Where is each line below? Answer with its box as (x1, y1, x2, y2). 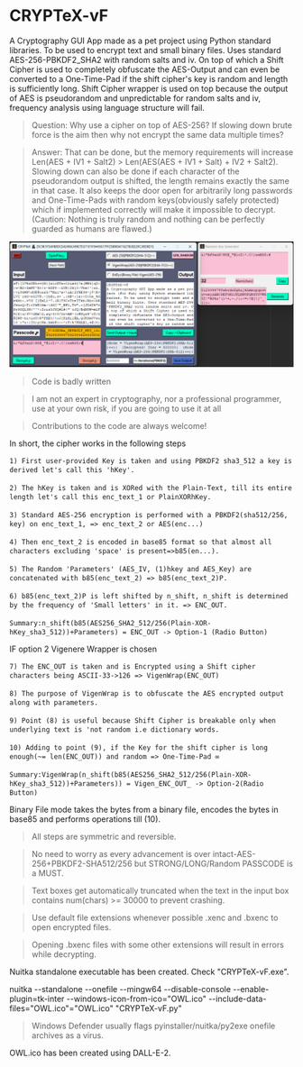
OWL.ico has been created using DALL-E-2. (9, 1047, 171, 1058)
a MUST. (31, 867, 65, 879)
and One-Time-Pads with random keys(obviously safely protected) (31, 195, 280, 205)
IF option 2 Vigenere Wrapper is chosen (9, 643, 158, 654)
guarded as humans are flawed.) (31, 223, 152, 234)
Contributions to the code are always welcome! (31, 420, 207, 431)
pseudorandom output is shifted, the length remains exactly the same (31, 175, 290, 186)
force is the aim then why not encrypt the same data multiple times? (31, 129, 284, 140)
